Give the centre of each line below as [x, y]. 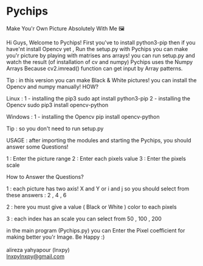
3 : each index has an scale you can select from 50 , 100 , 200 [84, 219]
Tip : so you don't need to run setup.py [55, 128]
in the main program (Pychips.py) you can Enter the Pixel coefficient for [96, 230]
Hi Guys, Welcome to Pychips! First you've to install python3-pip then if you [101, 42]
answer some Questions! [37, 147]
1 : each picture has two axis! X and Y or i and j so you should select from [98, 188]
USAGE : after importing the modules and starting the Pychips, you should [99, 140]
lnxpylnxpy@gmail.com [36, 256]
